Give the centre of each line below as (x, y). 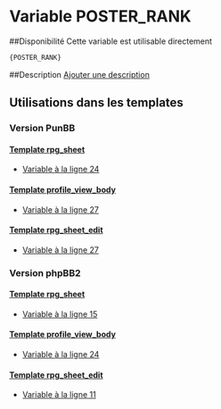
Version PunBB (42, 129)
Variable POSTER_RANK (100, 17)
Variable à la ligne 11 (59, 395)
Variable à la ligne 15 (60, 313)
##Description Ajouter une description (79, 74)
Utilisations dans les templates (97, 103)
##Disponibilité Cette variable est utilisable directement (110, 41)
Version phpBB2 (45, 272)
